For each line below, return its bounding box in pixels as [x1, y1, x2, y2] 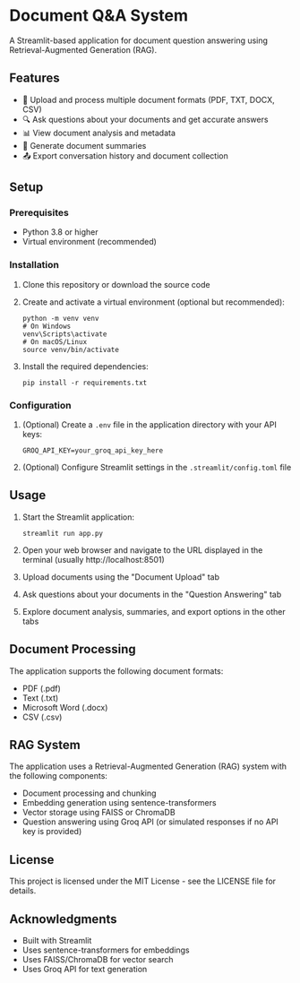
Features [9, 71, 60, 86]
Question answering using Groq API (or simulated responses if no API [21, 816, 279, 827]
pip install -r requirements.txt [21, 378, 148, 387]
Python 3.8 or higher [21, 227, 99, 237]
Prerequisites [9, 207, 69, 220]
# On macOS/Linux [21, 337, 88, 346]
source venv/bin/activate [21, 345, 119, 354]
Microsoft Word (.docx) [21, 702, 108, 712]
